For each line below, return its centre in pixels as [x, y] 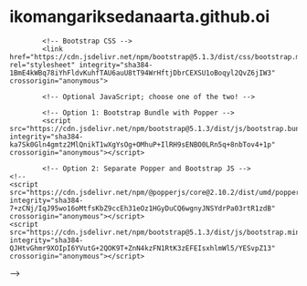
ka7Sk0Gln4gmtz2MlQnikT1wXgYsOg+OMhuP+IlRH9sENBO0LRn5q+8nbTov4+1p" [143, 144]
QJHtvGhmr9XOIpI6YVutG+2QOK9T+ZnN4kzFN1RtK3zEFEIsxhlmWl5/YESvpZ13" [143, 248]
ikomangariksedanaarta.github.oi [140, 17]
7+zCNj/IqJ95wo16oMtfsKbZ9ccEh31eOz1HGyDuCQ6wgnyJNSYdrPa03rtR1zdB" [143, 208]
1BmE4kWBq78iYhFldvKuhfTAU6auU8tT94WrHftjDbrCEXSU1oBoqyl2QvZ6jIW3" [143, 73]
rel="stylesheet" [42, 65]
